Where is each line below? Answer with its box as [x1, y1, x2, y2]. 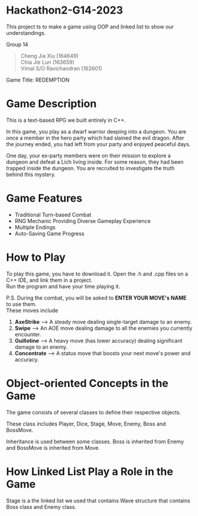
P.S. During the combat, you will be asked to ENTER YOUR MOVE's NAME [6, 294, 187, 301]
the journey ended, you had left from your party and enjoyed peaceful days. [6, 140, 191, 148]
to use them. [6, 300, 37, 307]
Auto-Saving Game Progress [14, 230, 85, 237]
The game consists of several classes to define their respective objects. [6, 408, 181, 416]
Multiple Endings [14, 223, 56, 231]
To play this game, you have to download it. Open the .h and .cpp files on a [6, 270, 188, 277]
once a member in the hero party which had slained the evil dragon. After [6, 134, 184, 141]
